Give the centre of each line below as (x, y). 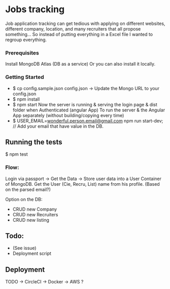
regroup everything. (26, 40)
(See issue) (24, 248)
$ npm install (26, 99)
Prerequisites (22, 53)
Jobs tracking (35, 9)
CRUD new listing (31, 220)
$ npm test (16, 154)
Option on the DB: (24, 199)
